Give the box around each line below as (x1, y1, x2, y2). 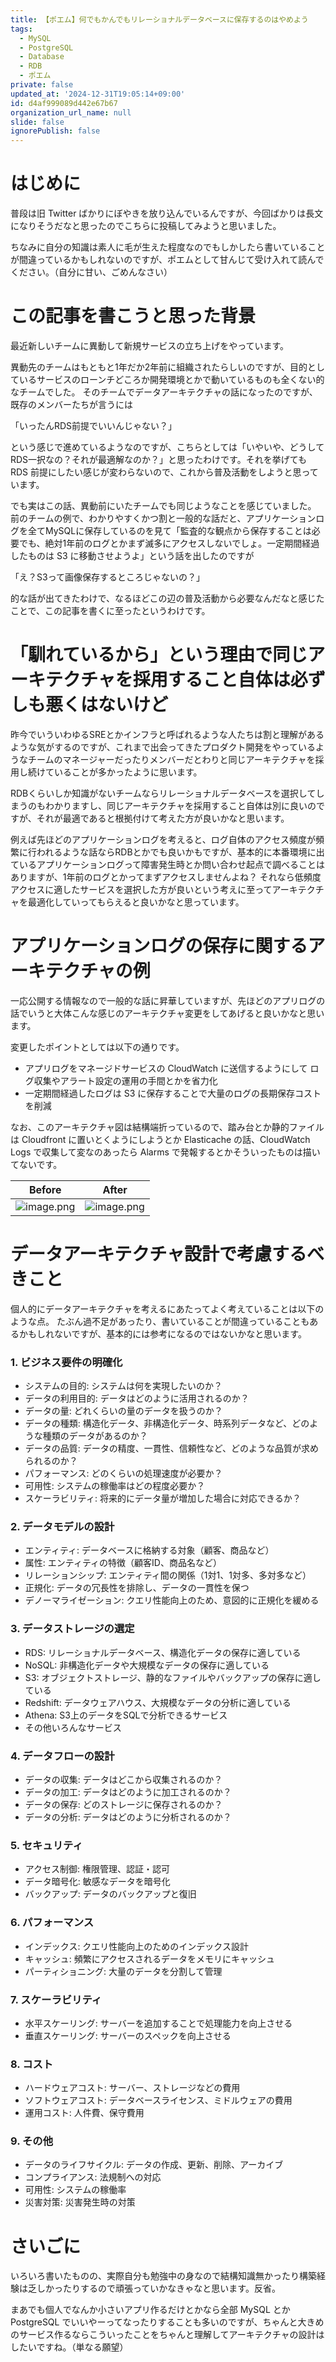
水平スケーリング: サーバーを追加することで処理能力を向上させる (24, 2017, 293, 2029)
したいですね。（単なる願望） (10, 2341, 129, 2353)
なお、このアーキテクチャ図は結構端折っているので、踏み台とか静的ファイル (10, 1121, 325, 1133)
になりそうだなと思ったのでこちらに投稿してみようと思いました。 (10, 220, 282, 232)
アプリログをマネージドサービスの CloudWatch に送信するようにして (24, 1062, 308, 1074)
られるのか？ (24, 1455, 78, 1467)
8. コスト (10, 2057, 54, 2071)
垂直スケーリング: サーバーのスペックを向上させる (24, 2029, 232, 2041)
